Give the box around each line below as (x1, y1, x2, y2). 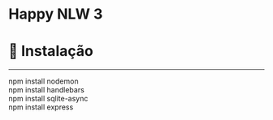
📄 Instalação (8, 42, 93, 61)
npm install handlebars (8, 85, 85, 95)
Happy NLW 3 (8, 5, 103, 24)
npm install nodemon (8, 76, 79, 86)
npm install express (8, 102, 74, 112)
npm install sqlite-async (8, 94, 89, 104)
